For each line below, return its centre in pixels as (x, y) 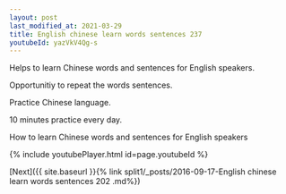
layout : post (34, 17)
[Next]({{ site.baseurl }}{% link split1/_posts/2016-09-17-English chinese (143, 172)
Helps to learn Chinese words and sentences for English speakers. (132, 68)
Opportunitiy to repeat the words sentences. (91, 85)
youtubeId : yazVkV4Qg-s (54, 42)
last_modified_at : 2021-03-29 (66, 26)
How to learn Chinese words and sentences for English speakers (129, 137)
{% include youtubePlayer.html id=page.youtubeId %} (109, 155)
